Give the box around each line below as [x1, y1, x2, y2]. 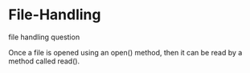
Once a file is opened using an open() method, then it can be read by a [8, 47, 243, 57]
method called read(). [8, 56, 80, 66]
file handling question [8, 32, 80, 42]
